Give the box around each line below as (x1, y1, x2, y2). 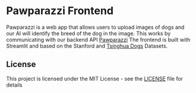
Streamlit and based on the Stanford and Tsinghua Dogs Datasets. (6, 42, 168, 49)
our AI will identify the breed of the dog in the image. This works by (6, 29, 171, 36)
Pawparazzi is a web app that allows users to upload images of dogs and (6, 24, 185, 31)
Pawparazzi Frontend (6, 4, 114, 18)
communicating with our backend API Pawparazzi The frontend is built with (6, 36, 191, 43)
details (6, 81, 23, 88)
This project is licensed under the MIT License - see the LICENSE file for (6, 75, 183, 82)
